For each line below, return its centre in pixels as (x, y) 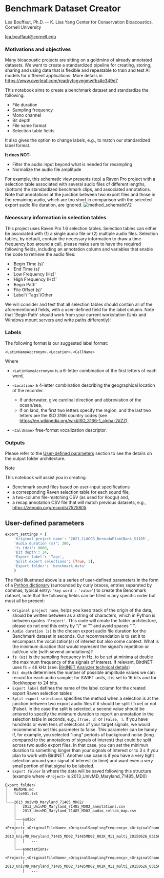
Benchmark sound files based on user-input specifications (71, 487)
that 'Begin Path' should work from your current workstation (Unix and (76, 314)
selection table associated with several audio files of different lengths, (75, 184)
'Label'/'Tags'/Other (32, 295)
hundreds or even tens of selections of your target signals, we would (81, 724)
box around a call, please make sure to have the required (84, 244)
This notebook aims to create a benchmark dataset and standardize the (77, 90)
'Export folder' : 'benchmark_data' (50, 566)
